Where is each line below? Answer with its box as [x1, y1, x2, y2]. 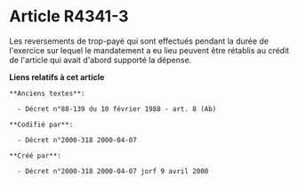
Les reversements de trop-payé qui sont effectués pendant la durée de [9, 36, 270, 46]
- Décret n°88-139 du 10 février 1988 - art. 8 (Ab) [17, 104, 217, 113]
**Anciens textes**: [9, 89, 86, 98]
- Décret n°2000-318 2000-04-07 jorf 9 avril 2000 [17, 166, 209, 175]
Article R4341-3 [9, 6, 129, 27]
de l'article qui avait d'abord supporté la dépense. [9, 54, 192, 65]
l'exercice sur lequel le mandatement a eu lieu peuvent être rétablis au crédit [9, 44, 290, 55]
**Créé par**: [9, 151, 62, 160]
